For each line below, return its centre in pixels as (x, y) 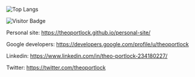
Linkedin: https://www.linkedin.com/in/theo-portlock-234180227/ (87, 56)
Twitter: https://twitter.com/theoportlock (56, 67)
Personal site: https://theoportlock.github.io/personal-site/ (79, 32)
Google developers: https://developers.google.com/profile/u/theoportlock (97, 44)
